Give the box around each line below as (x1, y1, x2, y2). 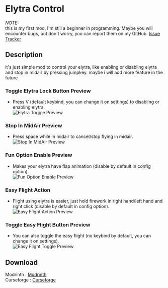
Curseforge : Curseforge (5, 277, 56, 283)
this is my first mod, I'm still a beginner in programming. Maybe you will (5, 25, 153, 31)
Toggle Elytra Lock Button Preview (5, 87, 91, 94)
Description (5, 51, 43, 59)
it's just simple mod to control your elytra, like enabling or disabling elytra (5, 64, 157, 70)
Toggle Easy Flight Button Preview (5, 221, 91, 228)
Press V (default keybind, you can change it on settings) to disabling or (12, 99, 160, 105)
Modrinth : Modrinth (5, 271, 47, 278)
